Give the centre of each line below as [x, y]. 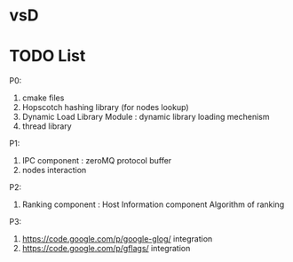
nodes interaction [54, 171]
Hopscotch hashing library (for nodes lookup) [105, 107]
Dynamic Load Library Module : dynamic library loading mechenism [146, 117]
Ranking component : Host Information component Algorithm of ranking [153, 204]
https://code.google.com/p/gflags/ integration [106, 249]
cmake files [43, 98]
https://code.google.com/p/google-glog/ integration [117, 239]
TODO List [48, 56]
